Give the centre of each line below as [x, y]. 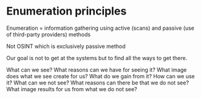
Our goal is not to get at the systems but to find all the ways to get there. [97, 58]
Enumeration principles [66, 11]
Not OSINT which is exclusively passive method [66, 46]
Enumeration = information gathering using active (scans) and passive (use [100, 28]
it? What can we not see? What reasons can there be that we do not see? [98, 83]
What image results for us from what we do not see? [72, 89]
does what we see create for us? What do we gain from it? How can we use [101, 76]
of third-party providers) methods [49, 34]
